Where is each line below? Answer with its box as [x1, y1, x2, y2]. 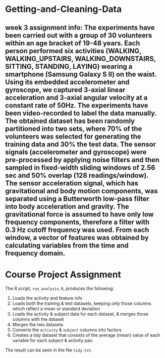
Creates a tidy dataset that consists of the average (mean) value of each [12, 332, 161, 338]
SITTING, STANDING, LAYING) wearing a [5, 62, 133, 71]
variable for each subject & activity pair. [12, 337, 94, 343]
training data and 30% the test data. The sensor [5, 140, 156, 148]
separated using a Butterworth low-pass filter [5, 194, 150, 203]
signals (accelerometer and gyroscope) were [5, 148, 147, 156]
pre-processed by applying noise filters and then [5, 155, 160, 164]
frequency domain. [5, 249, 65, 257]
